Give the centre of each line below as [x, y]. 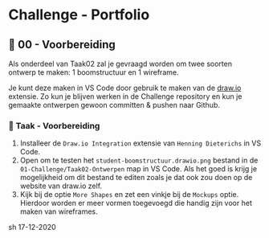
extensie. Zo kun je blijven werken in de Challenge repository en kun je [125, 96]
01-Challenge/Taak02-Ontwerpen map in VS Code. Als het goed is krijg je [139, 169]
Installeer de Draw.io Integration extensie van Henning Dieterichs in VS [141, 143]
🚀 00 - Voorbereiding [62, 45]
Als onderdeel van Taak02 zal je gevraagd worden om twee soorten [120, 64]
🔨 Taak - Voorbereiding [54, 125]
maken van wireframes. [59, 211]
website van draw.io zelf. [61, 186]
